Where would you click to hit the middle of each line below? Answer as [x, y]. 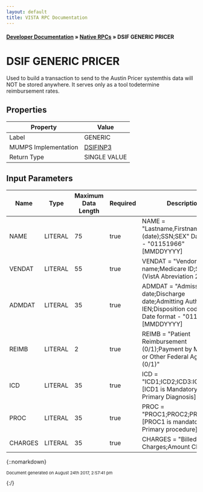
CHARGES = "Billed [169, 439]
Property [44, 127]
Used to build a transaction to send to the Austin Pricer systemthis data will [100, 78]
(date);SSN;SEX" [166, 236]
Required [123, 203]
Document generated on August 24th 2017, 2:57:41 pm [60, 473]
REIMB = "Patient [166, 334]
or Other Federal [165, 356]
